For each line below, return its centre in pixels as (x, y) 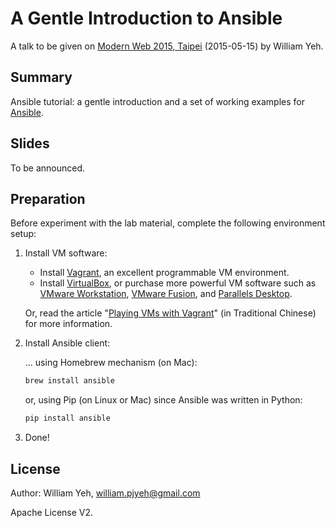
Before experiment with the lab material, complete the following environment (168, 223)
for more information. (68, 324)
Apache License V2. (52, 512)
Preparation (48, 198)
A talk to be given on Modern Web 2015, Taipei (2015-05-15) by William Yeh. (167, 46)
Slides (30, 143)
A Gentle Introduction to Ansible (146, 18)
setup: (23, 234)
